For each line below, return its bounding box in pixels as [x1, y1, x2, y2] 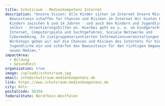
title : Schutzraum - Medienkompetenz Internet [5, 7, 102, 12]
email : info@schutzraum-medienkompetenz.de [5, 75, 96, 80]
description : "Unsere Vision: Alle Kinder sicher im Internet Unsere [5, 12, 151, 17]
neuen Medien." [9, 48, 41, 53]
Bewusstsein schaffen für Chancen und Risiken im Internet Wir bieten [9, 16, 157, 21]
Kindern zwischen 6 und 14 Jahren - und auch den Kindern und [9, 21, 139, 26]
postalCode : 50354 [5, 89, 43, 94]
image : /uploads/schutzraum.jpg [5, 71, 71, 76]
